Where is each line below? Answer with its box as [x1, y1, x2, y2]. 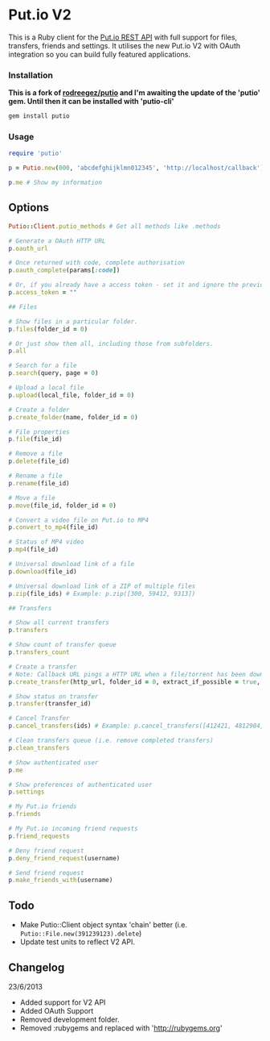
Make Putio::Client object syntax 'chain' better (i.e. [19, 920, 187, 930]
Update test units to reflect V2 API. [19, 937, 135, 947]
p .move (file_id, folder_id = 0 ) [8, 502, 117, 510]
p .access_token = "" [8, 289, 78, 297]
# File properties [8, 427, 70, 436]
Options [8, 201, 50, 214]
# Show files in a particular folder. [8, 317, 138, 326]
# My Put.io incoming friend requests [8, 825, 138, 833]
